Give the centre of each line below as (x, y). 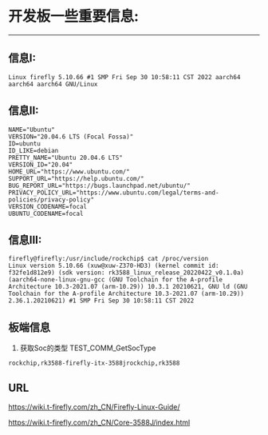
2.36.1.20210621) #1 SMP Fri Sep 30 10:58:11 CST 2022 (101, 301)
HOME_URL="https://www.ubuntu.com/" (69, 172)
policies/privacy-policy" (51, 200)
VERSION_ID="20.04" (41, 165)
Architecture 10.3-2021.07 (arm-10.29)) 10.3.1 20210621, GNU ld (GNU (128, 287)
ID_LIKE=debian (33, 150)
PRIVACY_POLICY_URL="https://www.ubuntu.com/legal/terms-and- (114, 193)
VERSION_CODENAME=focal (48, 206)
